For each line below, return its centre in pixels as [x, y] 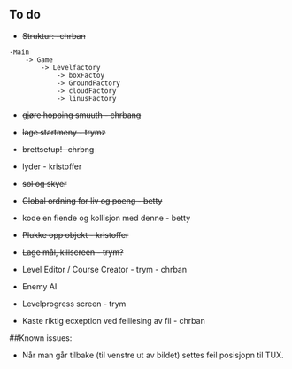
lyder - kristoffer [52, 166]
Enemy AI [39, 286]
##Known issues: [41, 338]
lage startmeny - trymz [64, 132]
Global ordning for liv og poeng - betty [92, 200]
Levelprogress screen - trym [74, 304]
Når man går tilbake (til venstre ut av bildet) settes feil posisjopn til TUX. [153, 355]
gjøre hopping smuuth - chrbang [81, 115]
